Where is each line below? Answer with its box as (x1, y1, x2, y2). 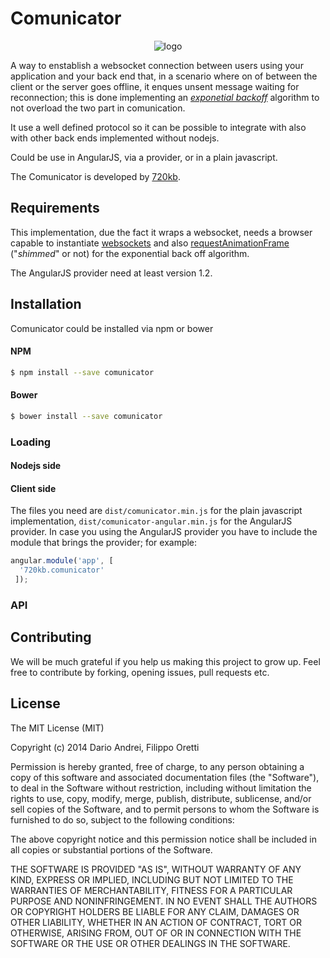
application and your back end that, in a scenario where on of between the (10, 70, 318, 82)
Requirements (10, 200, 100, 217)
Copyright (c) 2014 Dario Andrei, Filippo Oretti (10, 741, 200, 753)
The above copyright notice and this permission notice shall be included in (10, 833, 317, 845)
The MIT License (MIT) (10, 722, 105, 734)
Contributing (10, 629, 92, 646)
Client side (10, 482, 57, 494)
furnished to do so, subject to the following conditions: (10, 813, 235, 826)
